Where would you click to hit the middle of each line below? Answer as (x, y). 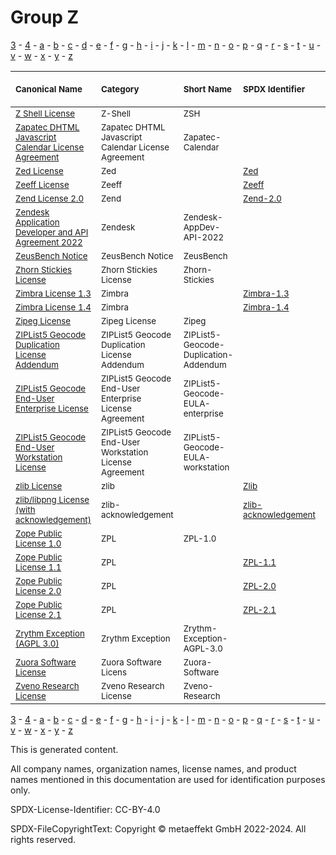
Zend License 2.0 (50, 198)
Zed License (39, 170)
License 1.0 (38, 543)
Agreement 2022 (49, 242)
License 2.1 (38, 614)
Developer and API (52, 232)
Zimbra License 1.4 (53, 307)
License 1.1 (38, 567)
